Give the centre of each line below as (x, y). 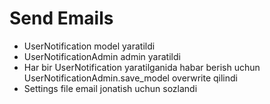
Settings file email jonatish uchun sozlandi (110, 88)
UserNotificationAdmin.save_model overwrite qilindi (130, 78)
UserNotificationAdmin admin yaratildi (102, 56)
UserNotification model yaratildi (89, 46)
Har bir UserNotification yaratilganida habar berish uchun (142, 67)
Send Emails (61, 18)
